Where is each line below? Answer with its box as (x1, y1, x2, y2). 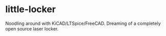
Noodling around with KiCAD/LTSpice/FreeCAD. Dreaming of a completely (5, 20, 161, 26)
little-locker (5, 4, 56, 15)
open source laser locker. (5, 25, 59, 31)
